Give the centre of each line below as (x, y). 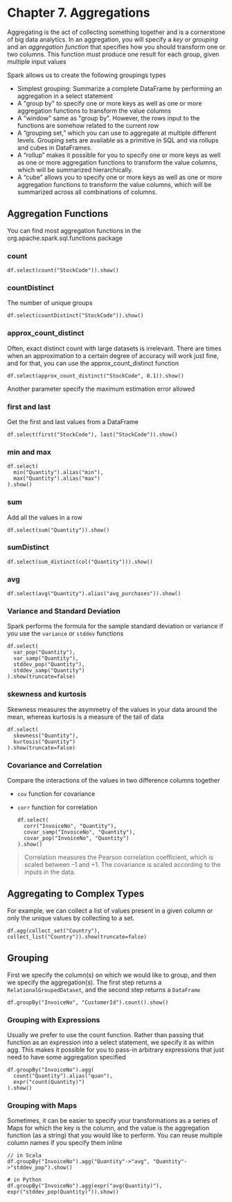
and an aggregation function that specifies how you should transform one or (116, 47)
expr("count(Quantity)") (49, 1082)
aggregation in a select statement (65, 96)
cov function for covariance (56, 794)
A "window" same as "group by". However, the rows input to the (108, 118)
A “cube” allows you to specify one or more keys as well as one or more (120, 177)
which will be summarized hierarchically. (75, 170)
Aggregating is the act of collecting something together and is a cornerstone (116, 32)
